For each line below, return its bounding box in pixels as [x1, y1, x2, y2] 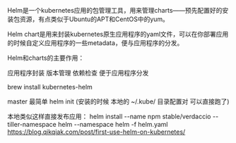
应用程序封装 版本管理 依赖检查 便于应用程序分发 [7, 69, 149, 77]
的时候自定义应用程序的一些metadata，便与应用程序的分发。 [7, 39, 184, 47]
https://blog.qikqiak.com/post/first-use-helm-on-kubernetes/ [7, 128, 186, 136]
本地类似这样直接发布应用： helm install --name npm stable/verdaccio [7, 112, 211, 120]
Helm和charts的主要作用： [7, 54, 85, 62]
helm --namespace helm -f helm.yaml [57, 120, 168, 128]
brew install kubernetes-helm [7, 83, 93, 91]
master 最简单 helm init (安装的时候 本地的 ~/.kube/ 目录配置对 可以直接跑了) [7, 97, 230, 106]
